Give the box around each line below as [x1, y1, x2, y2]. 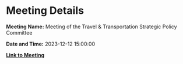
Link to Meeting [6, 51, 45, 58]
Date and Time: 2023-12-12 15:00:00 [6, 40, 95, 47]
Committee [6, 29, 33, 36]
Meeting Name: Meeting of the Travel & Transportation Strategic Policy [6, 23, 177, 30]
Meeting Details [6, 4, 85, 17]
